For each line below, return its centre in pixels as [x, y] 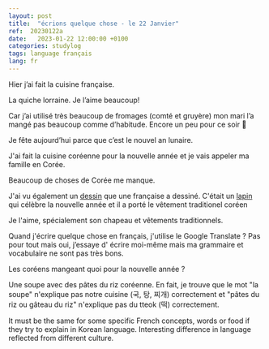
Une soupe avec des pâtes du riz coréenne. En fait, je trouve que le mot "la [134, 284]
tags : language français [50, 54]
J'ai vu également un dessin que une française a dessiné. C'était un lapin [130, 196]
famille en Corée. [37, 164]
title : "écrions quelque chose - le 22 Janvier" [94, 24]
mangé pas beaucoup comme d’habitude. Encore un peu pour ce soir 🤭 [128, 124]
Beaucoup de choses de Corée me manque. [82, 180]
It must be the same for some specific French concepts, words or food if [129, 321]
